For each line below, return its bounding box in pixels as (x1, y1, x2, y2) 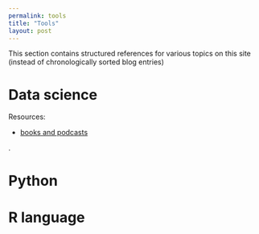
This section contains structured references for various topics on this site (8, 49, 252, 59)
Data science (8, 85, 98, 104)
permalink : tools (8, 11, 67, 20)
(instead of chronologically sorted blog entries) (8, 57, 165, 67)
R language (8, 208, 86, 226)
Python (8, 171, 58, 190)
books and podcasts (19, 128, 88, 138)
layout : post (8, 27, 52, 35)
